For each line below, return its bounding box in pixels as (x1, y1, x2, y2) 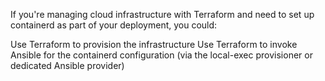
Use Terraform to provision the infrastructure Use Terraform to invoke (10, 39, 298, 50)
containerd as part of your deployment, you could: (10, 19, 218, 31)
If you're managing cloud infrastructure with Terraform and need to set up (10, 9, 315, 20)
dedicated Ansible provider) (10, 60, 125, 71)
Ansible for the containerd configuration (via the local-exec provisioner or (10, 49, 313, 61)
